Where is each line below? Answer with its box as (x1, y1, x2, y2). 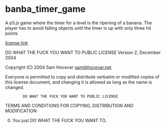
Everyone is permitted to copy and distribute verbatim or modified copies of (5, 74, 160, 80)
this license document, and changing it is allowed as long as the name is (5, 79, 152, 85)
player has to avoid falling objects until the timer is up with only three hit (5, 25, 152, 31)
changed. (5, 84, 25, 90)
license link (5, 40, 28, 45)
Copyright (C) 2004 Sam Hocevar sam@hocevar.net (5, 64, 112, 70)
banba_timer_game (5, 3, 86, 15)
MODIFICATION (5, 108, 37, 114)
